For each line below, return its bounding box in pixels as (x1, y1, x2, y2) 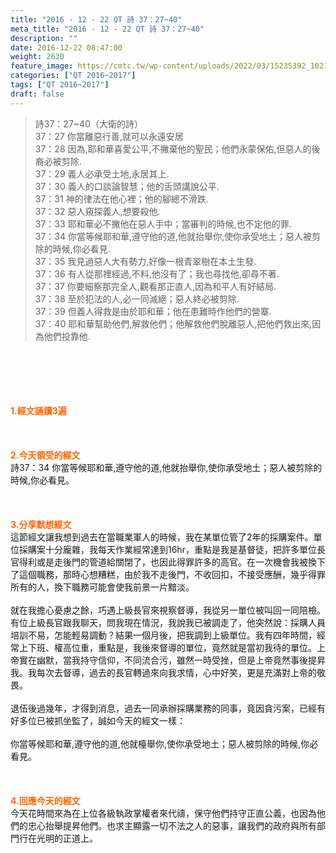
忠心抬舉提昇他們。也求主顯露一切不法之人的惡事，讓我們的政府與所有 (27, 819, 317, 831)
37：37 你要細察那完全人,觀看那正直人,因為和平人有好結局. (34, 280, 277, 292)
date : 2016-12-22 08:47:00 (10, 42, 123, 53)
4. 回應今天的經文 (10, 794, 81, 806)
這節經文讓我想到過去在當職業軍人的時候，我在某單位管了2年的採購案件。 (10, 531, 314, 543)
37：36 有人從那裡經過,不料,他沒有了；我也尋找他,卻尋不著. (34, 267, 280, 280)
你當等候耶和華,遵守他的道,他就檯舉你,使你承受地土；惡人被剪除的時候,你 (10, 737, 310, 750)
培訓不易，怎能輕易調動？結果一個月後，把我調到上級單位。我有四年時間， (10, 629, 317, 641)
